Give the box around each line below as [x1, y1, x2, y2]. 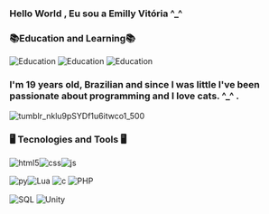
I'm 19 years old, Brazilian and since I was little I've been [9, 79, 260, 91]
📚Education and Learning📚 [9, 32, 136, 44]
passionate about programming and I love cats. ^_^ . [9, 89, 239, 102]
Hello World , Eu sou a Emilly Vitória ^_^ [9, 7, 183, 20]
